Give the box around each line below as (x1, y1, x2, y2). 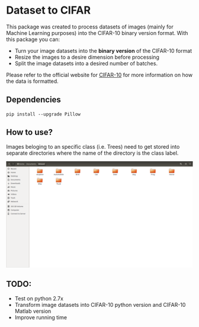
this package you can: (6, 36, 60, 43)
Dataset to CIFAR (6, 4, 91, 17)
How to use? (6, 127, 53, 137)
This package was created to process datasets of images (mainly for (6, 23, 174, 30)
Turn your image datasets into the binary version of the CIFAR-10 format (14, 47, 192, 54)
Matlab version (14, 307, 52, 315)
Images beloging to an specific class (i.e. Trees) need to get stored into (6, 143, 180, 150)
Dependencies (6, 95, 61, 105)
